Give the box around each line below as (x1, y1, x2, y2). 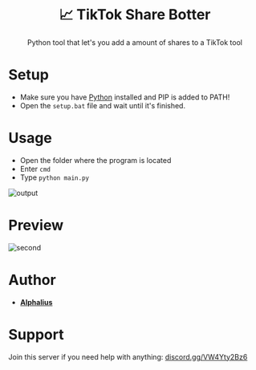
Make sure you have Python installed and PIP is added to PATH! (19, 92, 230, 102)
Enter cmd (19, 164, 51, 173)
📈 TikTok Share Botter (59, 6, 211, 24)
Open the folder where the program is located (19, 155, 172, 165)
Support (8, 325, 64, 344)
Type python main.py (19, 173, 90, 182)
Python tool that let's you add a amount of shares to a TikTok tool (26, 37, 243, 47)
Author (8, 270, 56, 289)
